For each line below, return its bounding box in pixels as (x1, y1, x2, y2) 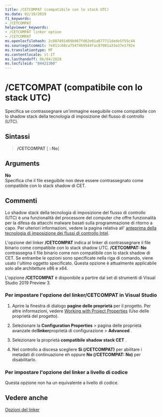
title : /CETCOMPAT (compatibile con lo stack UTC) (5, 7, 109, 12)
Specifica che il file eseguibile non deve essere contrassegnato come (5, 177, 144, 183)
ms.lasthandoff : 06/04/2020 (5, 57, 62, 62)
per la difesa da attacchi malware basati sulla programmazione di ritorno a (5, 220, 153, 226)
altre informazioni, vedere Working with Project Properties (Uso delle (12, 308, 149, 314)
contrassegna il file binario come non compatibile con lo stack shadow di (5, 250, 150, 256)
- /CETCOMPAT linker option (5, 30, 62, 34)
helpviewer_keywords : (5, 25, 49, 30)
